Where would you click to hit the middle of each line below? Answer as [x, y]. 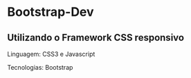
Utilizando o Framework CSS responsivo [96, 38]
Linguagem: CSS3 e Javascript [51, 54]
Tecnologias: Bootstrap [40, 67]
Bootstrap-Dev [51, 12]
